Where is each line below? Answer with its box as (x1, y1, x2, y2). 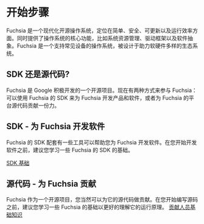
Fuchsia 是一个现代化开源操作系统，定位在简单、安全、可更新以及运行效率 (6, 27, 193, 34)
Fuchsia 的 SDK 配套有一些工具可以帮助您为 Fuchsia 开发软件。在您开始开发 (6, 138, 197, 146)
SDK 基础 (6, 159, 30, 166)
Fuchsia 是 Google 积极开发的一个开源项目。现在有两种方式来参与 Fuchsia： (6, 86, 198, 94)
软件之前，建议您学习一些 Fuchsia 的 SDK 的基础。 (6, 146, 134, 153)
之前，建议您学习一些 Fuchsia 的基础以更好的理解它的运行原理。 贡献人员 (6, 203, 191, 211)
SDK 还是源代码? (6, 69, 70, 80)
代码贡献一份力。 (16, 102, 60, 109)
